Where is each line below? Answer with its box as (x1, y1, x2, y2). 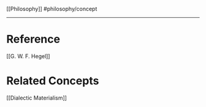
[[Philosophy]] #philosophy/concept (6, 6, 97, 12)
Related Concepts (6, 74, 99, 88)
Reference (6, 32, 60, 46)
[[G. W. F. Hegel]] (6, 52, 50, 60)
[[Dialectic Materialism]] (6, 94, 67, 101)
